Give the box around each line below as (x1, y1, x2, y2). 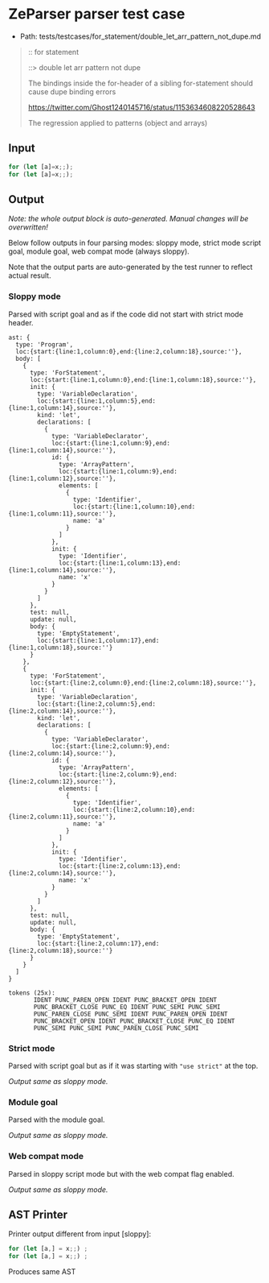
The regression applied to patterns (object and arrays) (27, 118, 208, 127)
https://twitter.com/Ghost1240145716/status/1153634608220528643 (27, 102, 255, 112)
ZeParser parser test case (8, 5, 185, 23)
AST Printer (8, 1207, 68, 1221)
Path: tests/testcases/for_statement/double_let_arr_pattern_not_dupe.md (19, 31, 262, 41)
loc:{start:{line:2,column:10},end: (72, 805, 196, 813)
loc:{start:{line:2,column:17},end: (37, 939, 160, 947)
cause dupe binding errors (27, 86, 116, 97)
